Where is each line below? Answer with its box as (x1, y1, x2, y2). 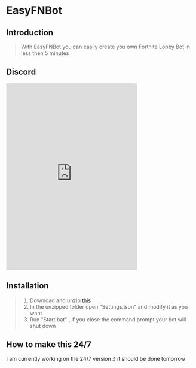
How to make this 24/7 (6, 339, 91, 350)
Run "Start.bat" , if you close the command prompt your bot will (29, 315, 186, 323)
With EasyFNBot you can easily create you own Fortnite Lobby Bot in (20, 43, 190, 50)
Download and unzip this (29, 297, 91, 304)
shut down (29, 322, 56, 329)
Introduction (6, 28, 54, 38)
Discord (6, 67, 36, 77)
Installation (6, 281, 49, 291)
